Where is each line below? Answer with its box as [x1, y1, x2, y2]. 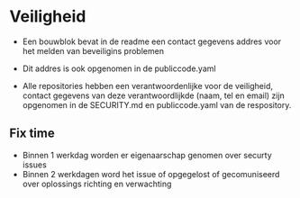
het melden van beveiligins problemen [22, 45, 165, 56]
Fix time [9, 126, 56, 141]
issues [22, 159, 47, 170]
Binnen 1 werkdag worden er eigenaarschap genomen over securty [22, 149, 272, 160]
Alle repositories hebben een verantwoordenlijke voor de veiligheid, [22, 80, 273, 91]
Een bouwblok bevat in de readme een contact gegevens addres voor [22, 36, 282, 47]
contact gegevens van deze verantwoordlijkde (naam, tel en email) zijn [22, 90, 286, 101]
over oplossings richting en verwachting [22, 178, 172, 189]
